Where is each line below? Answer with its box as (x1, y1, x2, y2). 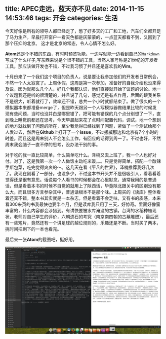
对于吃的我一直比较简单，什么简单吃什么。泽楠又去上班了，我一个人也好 (5, 152, 152, 158)
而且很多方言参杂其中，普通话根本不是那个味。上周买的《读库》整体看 (18, 189, 161, 195)
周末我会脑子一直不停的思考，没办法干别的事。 (5, 141, 100, 147)
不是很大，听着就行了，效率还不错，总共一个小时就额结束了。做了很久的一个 (5, 98, 161, 104)
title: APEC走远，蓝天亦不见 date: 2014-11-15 (5, 4, 144, 13)
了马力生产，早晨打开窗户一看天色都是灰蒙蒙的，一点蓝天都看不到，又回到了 (5, 34, 161, 40)
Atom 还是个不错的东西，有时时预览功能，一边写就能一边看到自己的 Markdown (5, 51, 160, 57)
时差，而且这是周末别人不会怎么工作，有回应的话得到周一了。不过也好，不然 (5, 135, 161, 141)
